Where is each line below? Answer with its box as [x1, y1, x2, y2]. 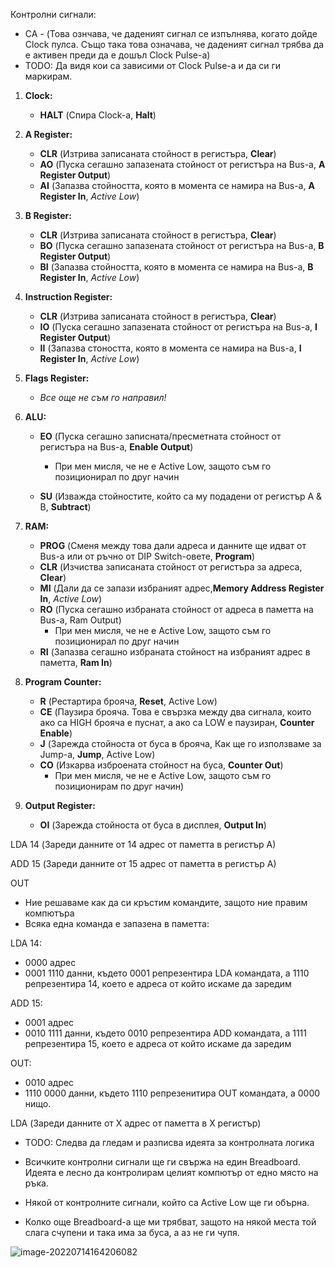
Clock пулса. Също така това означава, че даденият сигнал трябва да [24, 39, 325, 50]
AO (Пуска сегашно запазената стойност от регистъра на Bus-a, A [39, 159, 326, 170]
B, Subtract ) [39, 501, 92, 513]
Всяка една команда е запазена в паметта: [24, 918, 210, 929]
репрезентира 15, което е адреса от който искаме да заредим [24, 1038, 292, 1049]
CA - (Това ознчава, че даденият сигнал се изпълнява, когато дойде [24, 28, 318, 39]
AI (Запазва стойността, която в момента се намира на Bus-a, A [39, 180, 315, 191]
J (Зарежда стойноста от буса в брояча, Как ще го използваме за [39, 738, 322, 749]
